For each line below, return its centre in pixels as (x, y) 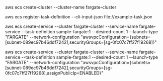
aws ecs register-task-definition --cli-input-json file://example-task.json (79, 17)
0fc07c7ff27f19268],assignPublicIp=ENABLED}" (54, 73)
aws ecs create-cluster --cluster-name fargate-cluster (61, 7)
